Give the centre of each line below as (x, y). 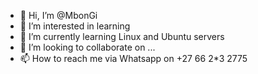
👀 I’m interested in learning (75, 26)
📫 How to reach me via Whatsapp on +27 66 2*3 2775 (133, 58)
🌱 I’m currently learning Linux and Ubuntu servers (122, 36)
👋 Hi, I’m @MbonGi (58, 15)
